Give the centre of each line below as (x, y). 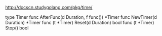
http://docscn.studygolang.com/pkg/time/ (49, 7)
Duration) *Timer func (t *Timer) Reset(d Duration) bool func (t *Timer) (80, 23)
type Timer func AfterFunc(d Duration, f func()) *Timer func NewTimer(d (81, 17)
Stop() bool (17, 28)
